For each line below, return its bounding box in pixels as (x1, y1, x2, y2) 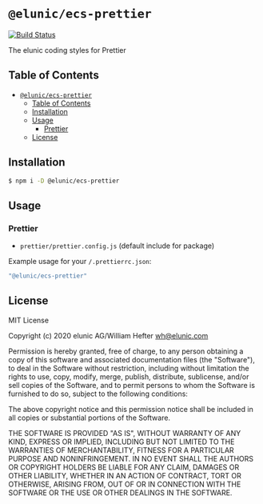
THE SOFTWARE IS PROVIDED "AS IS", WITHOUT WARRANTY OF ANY (8, 428, 241, 438)
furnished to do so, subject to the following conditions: (8, 389, 188, 398)
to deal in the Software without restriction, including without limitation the (8, 363, 249, 373)
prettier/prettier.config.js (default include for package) (19, 241, 215, 250)
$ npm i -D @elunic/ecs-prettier (8, 177, 120, 185)
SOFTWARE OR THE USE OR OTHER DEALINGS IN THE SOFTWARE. (8, 487, 233, 498)
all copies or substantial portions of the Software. (8, 413, 170, 422)
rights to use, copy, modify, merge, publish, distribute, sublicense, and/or (8, 371, 249, 382)
